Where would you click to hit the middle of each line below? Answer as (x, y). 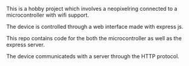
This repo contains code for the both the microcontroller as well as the (94, 38)
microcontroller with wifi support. (48, 15)
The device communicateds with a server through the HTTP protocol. (93, 56)
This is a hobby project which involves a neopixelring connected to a (92, 9)
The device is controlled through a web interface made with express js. (95, 27)
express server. (26, 45)
